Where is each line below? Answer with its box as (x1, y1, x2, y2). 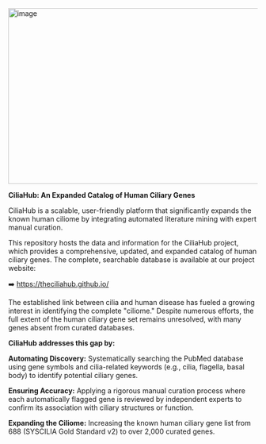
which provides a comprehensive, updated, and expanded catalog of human (8, 246, 257, 256)
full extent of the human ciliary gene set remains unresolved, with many (8, 315, 241, 324)
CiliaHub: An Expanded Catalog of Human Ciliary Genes (8, 191, 196, 199)
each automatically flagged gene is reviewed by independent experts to (8, 395, 242, 403)
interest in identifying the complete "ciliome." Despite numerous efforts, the (8, 306, 254, 315)
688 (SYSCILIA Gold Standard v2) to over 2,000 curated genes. (8, 427, 215, 436)
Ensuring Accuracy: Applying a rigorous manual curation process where (8, 386, 245, 396)
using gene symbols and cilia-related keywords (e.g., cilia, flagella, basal (8, 362, 245, 372)
